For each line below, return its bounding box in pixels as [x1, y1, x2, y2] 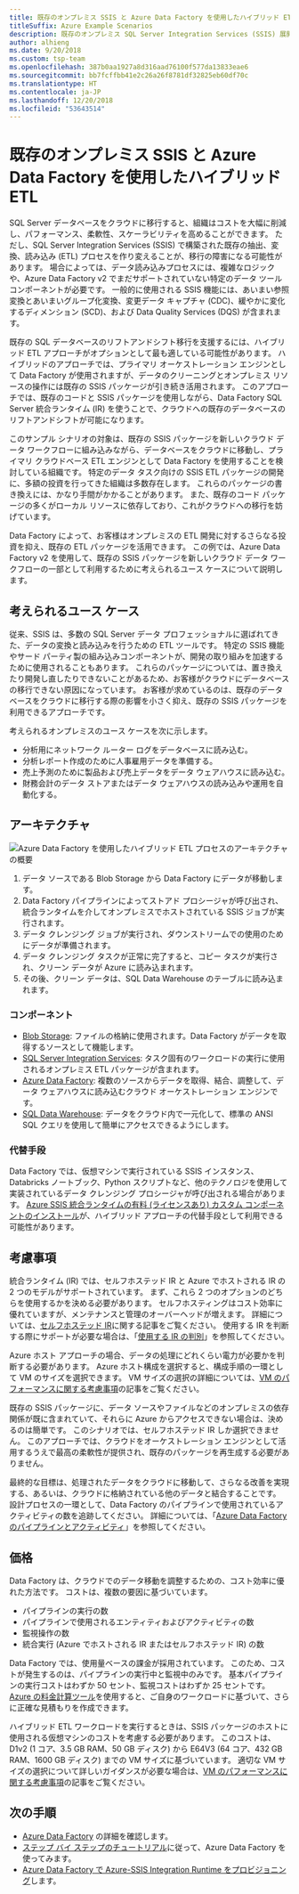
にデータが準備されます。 [21, 939, 116, 950]
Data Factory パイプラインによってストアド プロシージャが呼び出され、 [21, 895, 284, 906]
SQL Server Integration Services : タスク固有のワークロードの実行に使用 [21, 1053, 286, 1064]
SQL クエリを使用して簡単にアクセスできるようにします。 [21, 1119, 234, 1131]
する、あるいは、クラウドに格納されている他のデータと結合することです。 [9, 1488, 281, 1499]
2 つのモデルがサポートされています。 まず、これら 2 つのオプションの [9, 1287, 269, 1297]
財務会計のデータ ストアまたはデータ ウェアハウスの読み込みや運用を [21, 778, 277, 788]
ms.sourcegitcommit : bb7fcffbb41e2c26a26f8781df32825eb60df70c [9, 71, 249, 80]
